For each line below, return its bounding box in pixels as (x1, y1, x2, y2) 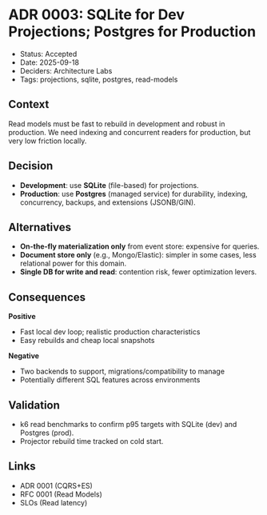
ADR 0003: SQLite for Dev (8, 6, 185, 24)
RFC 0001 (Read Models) (19, 489, 102, 499)
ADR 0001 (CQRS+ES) (19, 481, 94, 490)
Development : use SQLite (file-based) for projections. (19, 180, 199, 190)
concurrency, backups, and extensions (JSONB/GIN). (19, 198, 196, 207)
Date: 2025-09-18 (19, 58, 80, 67)
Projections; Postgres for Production (8, 22, 257, 41)
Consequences (8, 290, 86, 304)
